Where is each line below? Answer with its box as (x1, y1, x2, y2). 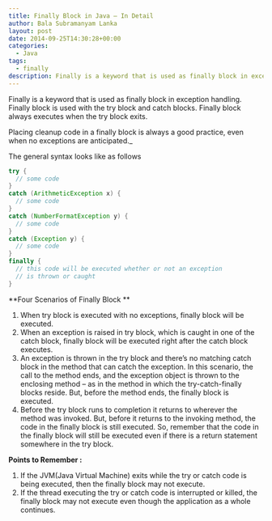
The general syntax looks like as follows (8, 151, 142, 161)
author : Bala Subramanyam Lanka (8, 19, 117, 28)
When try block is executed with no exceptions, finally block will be (19, 310, 244, 320)
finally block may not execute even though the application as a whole (19, 496, 251, 506)
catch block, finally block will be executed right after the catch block (19, 336, 249, 345)
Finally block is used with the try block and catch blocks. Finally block (8, 103, 241, 112)
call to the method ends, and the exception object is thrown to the (19, 370, 240, 380)
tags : (8, 57, 27, 66)
